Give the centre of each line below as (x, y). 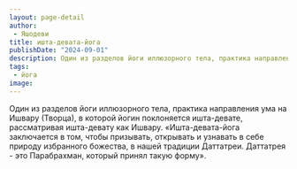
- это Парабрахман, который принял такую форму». (108, 155)
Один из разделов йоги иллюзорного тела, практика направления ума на (148, 108)
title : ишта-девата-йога (55, 42)
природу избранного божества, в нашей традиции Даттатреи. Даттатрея (148, 146)
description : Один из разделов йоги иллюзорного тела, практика (130, 58)
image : (21, 83)
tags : (19, 67)
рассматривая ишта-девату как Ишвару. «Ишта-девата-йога (125, 127)
